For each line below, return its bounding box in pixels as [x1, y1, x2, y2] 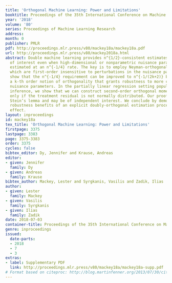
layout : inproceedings [5, 112, 54, 118]
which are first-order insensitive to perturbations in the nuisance [10, 70, 161, 75]
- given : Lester [5, 189, 40, 194]
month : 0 [5, 36, 24, 42]
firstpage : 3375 [5, 127, 40, 132]
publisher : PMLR [5, 41, 40, 46]
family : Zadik [10, 212, 40, 218]
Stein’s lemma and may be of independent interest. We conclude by [10, 98, 157, 103]
